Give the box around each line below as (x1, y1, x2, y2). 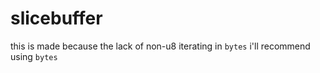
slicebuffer (10, 7, 103, 30)
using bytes (10, 50, 58, 62)
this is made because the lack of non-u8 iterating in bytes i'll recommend (10, 40, 311, 52)
